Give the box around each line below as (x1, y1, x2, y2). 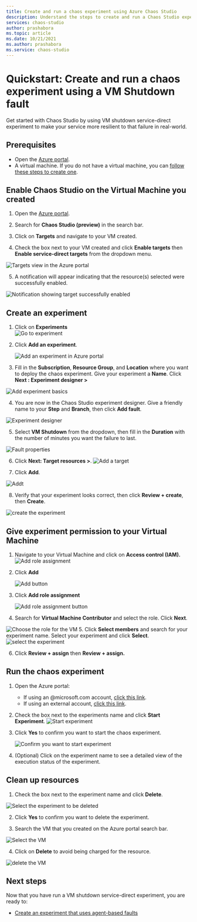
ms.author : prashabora (6, 42, 62, 48)
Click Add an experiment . (14, 341, 77, 348)
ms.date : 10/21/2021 (6, 36, 57, 42)
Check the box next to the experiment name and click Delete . (14, 791, 163, 798)
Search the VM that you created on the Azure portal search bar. (14, 825, 168, 832)
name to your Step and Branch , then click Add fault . (14, 405, 142, 412)
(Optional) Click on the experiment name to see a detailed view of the (14, 751, 183, 759)
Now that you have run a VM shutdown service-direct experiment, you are (6, 892, 185, 899)
